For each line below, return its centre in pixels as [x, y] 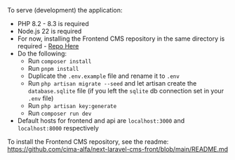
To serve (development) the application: [65, 10]
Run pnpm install [53, 68]
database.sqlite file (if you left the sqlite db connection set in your [126, 91]
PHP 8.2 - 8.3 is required [53, 24]
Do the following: [42, 53]
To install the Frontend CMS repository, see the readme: [88, 142]
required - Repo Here [48, 46]
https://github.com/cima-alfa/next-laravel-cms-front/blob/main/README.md [118, 149]
